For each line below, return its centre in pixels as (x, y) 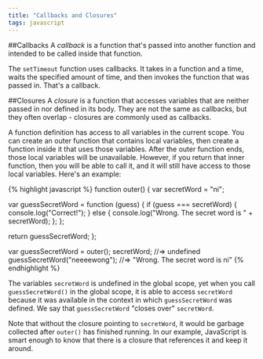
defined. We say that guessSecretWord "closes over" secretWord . (111, 308)
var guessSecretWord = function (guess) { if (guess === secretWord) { (122, 204)
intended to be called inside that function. (75, 53)
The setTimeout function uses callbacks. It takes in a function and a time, (126, 68)
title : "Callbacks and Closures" (63, 15)
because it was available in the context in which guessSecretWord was (121, 299)
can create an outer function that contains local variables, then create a (124, 140)
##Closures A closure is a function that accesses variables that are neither (129, 100)
